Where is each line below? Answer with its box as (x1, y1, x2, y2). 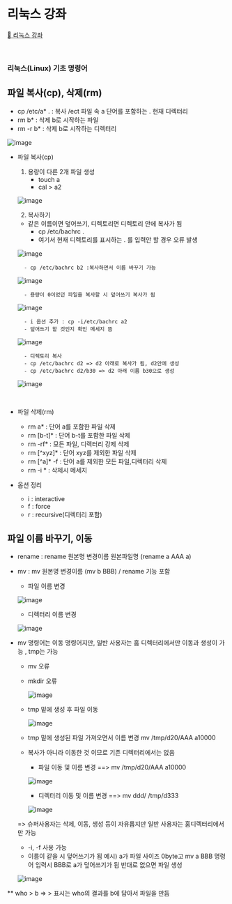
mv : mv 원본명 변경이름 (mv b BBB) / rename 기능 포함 (17, 567, 171, 576)
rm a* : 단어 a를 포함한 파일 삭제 (27, 422, 116, 431)
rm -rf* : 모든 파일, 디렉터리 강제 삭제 (27, 440, 130, 448)
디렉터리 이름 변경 (27, 611, 77, 619)
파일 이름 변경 (27, 582, 65, 590)
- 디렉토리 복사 (24, 353, 63, 360)
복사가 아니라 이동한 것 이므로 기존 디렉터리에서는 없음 (27, 749, 176, 757)
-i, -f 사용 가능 (27, 843, 68, 852)
